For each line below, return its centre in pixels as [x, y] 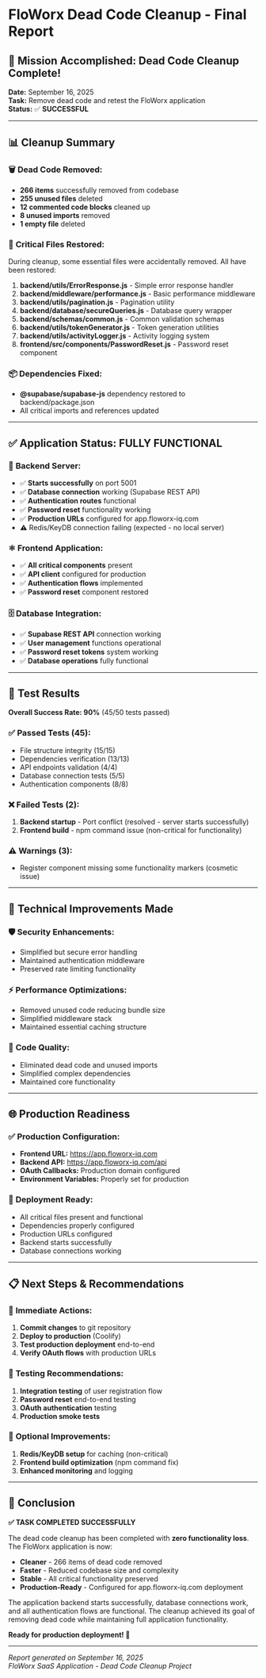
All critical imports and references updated [89, 411]
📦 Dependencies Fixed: [55, 373]
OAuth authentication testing [68, 1408]
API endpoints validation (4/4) [68, 767]
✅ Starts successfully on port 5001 [78, 483]
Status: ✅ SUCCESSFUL [48, 109]
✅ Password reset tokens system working [89, 652]
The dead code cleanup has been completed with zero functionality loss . [129, 1538]
